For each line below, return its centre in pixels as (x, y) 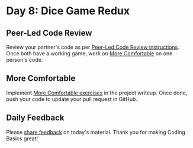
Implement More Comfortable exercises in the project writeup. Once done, (97, 93)
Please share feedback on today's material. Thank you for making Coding (96, 132)
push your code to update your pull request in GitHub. (72, 99)
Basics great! (22, 138)
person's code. (25, 60)
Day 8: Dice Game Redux (68, 11)
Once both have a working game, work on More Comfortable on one (89, 53)
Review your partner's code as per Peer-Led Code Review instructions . (93, 47)
